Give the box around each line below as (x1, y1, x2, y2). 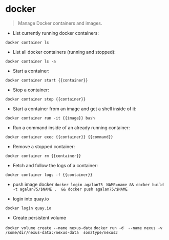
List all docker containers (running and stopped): (12, 49, 116, 55)
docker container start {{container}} (5, 77, 88, 83)
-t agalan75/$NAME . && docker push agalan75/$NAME (12, 187, 128, 192)
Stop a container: (12, 87, 50, 93)
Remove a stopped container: (12, 143, 75, 149)
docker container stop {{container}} (5, 96, 86, 102)
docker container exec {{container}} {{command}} (5, 134, 114, 139)
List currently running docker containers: (12, 30, 99, 36)
